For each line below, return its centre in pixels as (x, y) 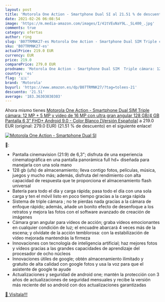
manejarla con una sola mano (42, 165)
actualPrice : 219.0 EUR (29, 51)
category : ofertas (24, 32)
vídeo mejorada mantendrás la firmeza (51, 238)
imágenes (22, 217)
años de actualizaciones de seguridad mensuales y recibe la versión (81, 280)
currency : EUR (20, 55)
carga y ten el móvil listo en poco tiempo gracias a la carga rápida (79, 196)
